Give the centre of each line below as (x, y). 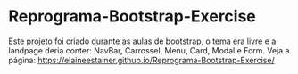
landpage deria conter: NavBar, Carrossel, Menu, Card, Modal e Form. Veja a (149, 50)
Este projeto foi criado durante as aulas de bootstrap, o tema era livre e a (142, 41)
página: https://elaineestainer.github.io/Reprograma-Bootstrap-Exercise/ (141, 60)
